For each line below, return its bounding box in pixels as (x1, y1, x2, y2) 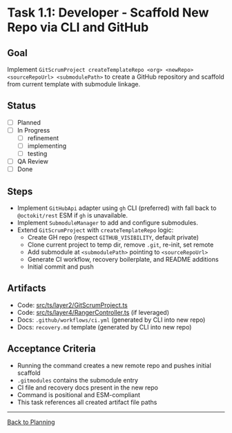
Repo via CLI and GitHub (7, 19, 149, 35)
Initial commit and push (27, 262, 95, 271)
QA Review (17, 157, 48, 166)
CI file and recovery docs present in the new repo (17, 383, 159, 392)
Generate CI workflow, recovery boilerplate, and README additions (27, 256, 219, 264)
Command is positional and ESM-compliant (17, 390, 140, 398)
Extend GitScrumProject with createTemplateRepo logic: (17, 226, 174, 234)
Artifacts (7, 282, 46, 294)
